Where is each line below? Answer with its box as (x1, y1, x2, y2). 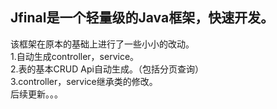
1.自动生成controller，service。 (10, 50, 140, 62)
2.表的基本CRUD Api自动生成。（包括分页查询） (10, 63, 204, 75)
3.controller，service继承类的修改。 (10, 75, 158, 87)
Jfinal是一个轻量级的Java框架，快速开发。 (10, 9, 275, 27)
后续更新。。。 (10, 88, 63, 100)
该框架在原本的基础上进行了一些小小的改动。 (10, 38, 195, 50)
